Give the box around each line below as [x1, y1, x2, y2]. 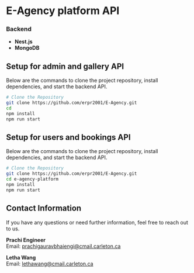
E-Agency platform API [6, 4, 120, 18]
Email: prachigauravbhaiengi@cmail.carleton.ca [6, 243, 121, 250]
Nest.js [14, 38, 33, 45]
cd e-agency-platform [6, 177, 59, 182]
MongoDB [14, 44, 40, 51]
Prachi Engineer [6, 236, 46, 243]
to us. [6, 225, 20, 232]
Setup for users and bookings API [6, 133, 131, 143]
